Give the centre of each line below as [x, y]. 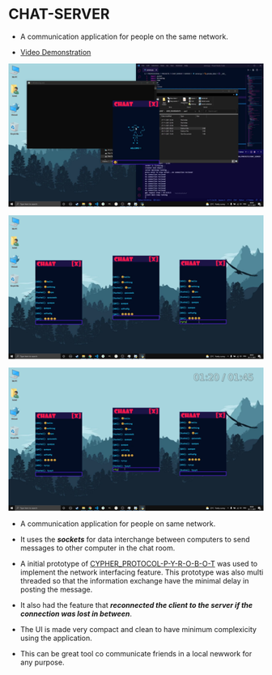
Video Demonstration [55, 52]
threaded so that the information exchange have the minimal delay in [134, 581]
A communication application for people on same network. [118, 524]
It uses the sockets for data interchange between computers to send [135, 540]
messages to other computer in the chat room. [98, 548]
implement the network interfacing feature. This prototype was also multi [142, 572]
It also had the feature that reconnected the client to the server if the [136, 605]
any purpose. [42, 662]
